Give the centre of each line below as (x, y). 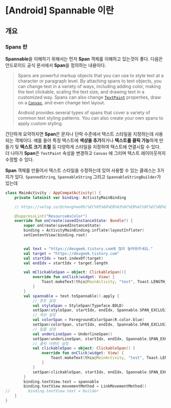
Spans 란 (16, 47)
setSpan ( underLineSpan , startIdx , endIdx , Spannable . (91, 339)
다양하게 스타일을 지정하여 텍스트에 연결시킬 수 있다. (109, 147)
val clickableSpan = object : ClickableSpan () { (84, 348)
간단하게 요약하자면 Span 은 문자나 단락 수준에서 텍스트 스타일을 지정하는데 (79, 134)
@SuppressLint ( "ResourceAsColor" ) (51, 216)
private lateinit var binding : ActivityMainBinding (70, 197)
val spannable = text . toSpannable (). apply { (72, 296)
